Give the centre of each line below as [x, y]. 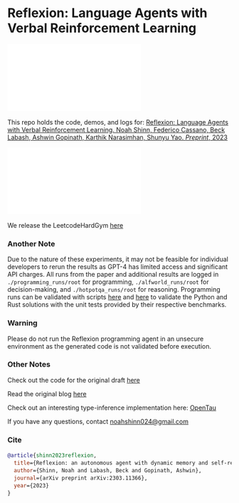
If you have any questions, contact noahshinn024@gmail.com [98, 421]
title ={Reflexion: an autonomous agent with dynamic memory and [111, 463]
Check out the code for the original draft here [74, 380]
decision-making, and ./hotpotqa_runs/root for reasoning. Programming [114, 290]
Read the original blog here [47, 393]
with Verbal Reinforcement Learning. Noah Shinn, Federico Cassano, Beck [116, 129]
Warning [22, 323]
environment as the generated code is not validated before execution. [110, 346]
